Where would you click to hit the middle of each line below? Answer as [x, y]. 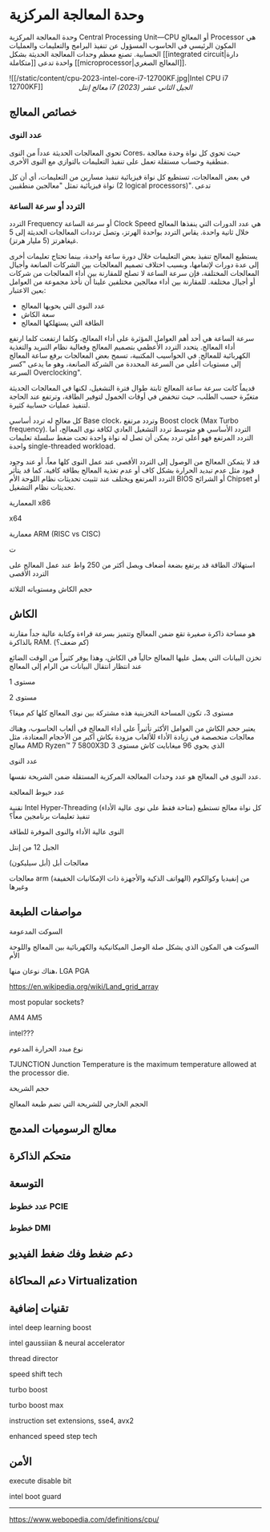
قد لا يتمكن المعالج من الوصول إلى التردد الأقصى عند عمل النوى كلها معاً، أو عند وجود [134, 461]
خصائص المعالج [43, 113]
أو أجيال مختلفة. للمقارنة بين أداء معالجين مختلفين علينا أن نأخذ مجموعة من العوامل [132, 282]
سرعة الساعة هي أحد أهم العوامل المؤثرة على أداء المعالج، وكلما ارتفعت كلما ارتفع [132, 338]
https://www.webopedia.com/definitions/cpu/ [84, 1519]
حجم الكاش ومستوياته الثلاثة [51, 589]
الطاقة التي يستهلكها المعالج [62, 322]
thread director [34, 1359]
